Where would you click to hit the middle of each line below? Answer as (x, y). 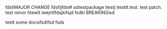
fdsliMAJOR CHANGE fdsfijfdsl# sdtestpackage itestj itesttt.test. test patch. (84, 7)
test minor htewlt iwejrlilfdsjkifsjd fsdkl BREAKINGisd (60, 12)
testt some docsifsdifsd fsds (35, 22)
